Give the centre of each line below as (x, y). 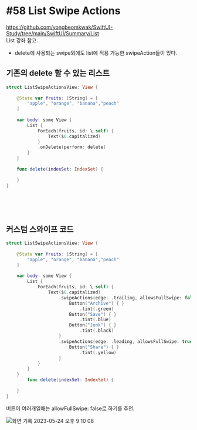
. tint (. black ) (97, 331)
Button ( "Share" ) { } (94, 347)
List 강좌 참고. (22, 40)
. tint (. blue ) (95, 320)
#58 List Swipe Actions (63, 11)
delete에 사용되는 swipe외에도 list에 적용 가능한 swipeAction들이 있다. (96, 53)
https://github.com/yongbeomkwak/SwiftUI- (60, 27)
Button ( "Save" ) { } (93, 314)
